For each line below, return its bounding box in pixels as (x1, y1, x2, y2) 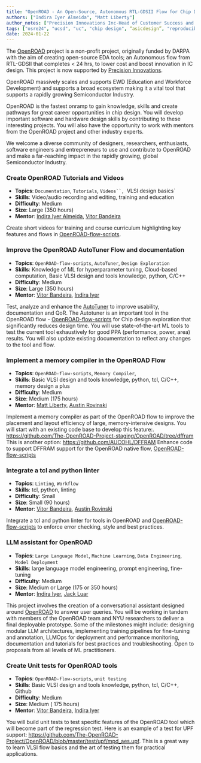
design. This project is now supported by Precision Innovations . (6, 67, 163, 74)
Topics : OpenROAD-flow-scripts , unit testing (14, 675, 127, 682)
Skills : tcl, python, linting (14, 486, 76, 493)
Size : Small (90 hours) (14, 499, 70, 506)
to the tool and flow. (6, 341, 56, 348)
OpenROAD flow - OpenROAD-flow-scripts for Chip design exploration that (6, 315, 191, 322)
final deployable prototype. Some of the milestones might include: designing (6, 621, 194, 628)
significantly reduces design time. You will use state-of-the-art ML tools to (6, 322, 190, 329)
